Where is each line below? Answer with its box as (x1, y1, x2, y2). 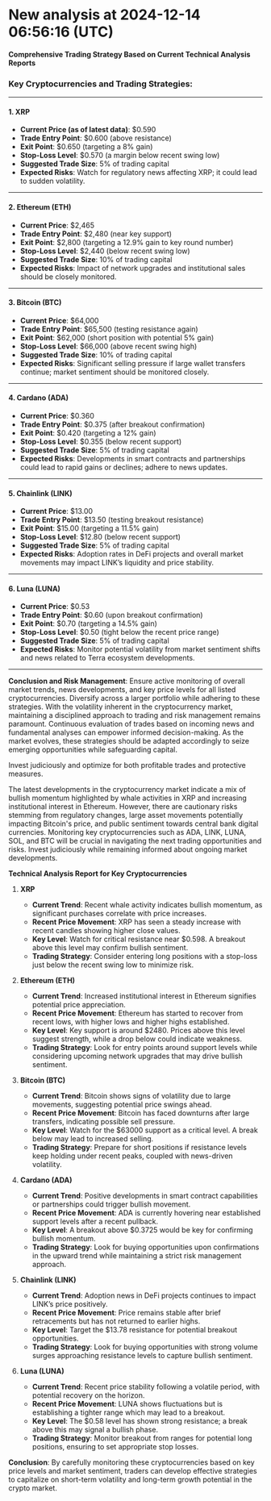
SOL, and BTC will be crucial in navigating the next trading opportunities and (8, 836, 262, 846)
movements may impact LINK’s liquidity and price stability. (19, 558, 214, 568)
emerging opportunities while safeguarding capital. (8, 744, 178, 755)
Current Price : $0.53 (19, 602, 90, 611)
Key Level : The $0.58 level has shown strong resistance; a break (31, 1416, 248, 1426)
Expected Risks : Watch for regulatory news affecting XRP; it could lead (19, 168, 257, 177)
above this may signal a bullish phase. (31, 1425, 159, 1435)
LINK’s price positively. (31, 1299, 108, 1309)
